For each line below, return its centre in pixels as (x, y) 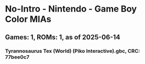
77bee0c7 (17, 57)
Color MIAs (28, 19)
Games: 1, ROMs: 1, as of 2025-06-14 (63, 37)
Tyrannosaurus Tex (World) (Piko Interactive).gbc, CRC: (73, 51)
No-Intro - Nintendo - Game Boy (71, 9)
